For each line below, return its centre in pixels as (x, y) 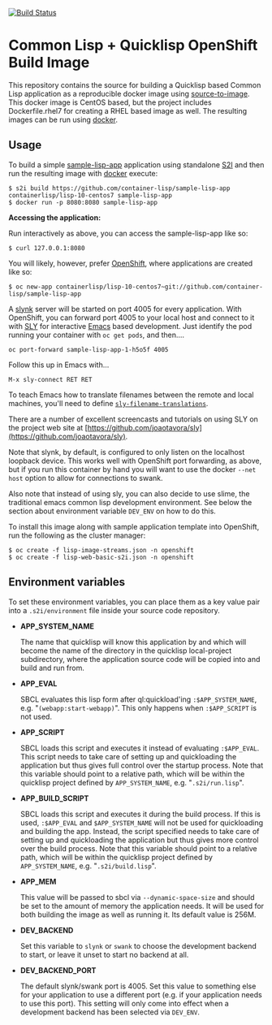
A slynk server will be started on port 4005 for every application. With (125, 309)
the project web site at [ (48, 427)
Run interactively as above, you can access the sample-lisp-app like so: (128, 233)
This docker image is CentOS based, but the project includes (110, 102)
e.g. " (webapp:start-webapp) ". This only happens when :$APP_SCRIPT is (138, 707)
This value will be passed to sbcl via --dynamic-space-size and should (137, 897)
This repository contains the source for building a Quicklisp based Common (135, 84)
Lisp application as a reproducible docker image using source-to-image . (129, 93)
